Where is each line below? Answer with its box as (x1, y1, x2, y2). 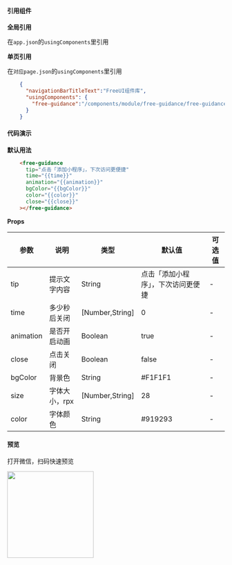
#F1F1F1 (141, 373, 171, 382)
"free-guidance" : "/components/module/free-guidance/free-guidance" (32, 100, 230, 107)
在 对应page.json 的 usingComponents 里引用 (7, 67, 122, 75)
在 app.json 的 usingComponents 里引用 (7, 38, 109, 46)
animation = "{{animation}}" (25, 179, 104, 186)
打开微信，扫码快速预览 (7, 457, 74, 465)
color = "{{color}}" (25, 192, 79, 199)
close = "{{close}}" (25, 198, 79, 205)
